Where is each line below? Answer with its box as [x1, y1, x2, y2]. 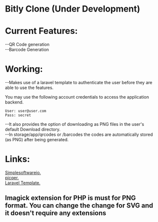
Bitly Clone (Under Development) [5, 3, 141, 15]
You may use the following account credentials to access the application [5, 94, 149, 100]
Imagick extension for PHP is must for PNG [5, 194, 136, 202]
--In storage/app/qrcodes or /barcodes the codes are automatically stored [5, 132, 153, 137]
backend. [5, 99, 24, 105]
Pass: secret [5, 113, 31, 118]
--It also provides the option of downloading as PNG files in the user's [5, 121, 144, 127]
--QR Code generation [5, 42, 50, 47]
